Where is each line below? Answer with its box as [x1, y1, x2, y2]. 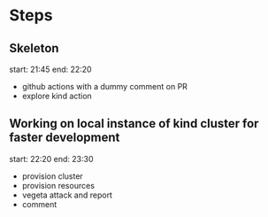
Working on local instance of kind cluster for [9, 116, 259, 131]
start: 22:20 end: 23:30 [9, 153, 95, 164]
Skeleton [9, 41, 59, 56]
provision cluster [21, 170, 84, 182]
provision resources [21, 180, 96, 190]
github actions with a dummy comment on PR [21, 81, 188, 91]
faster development [9, 130, 120, 145]
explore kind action [21, 90, 93, 101]
